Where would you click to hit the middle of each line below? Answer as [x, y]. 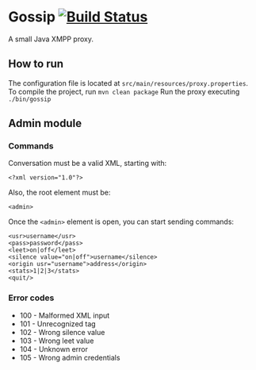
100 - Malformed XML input [65, 315]
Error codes [31, 298]
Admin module [45, 123]
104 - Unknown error [54, 349]
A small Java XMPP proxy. [51, 39]
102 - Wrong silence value [62, 332]
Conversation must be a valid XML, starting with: [88, 164]
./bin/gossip [30, 99]
